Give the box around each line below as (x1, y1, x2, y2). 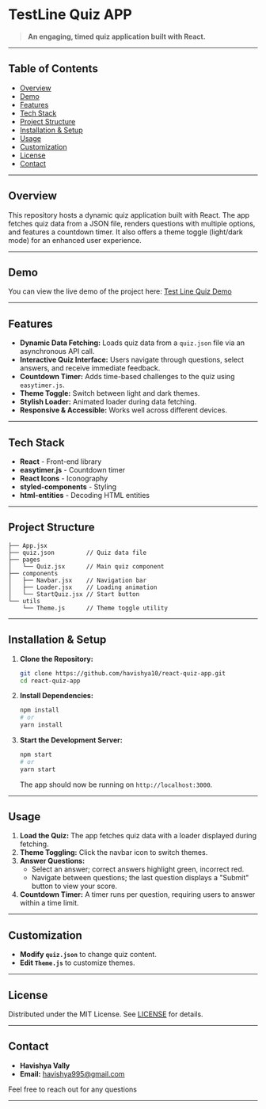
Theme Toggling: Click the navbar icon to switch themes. (19, 848, 208, 857)
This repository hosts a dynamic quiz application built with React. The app (8, 210, 250, 219)
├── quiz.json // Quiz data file (8, 549, 147, 556)
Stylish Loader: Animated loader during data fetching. (19, 397, 197, 407)
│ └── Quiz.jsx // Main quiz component (8, 562, 165, 571)
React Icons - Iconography (19, 473, 108, 483)
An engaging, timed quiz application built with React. (27, 32, 206, 41)
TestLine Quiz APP (8, 6, 132, 24)
